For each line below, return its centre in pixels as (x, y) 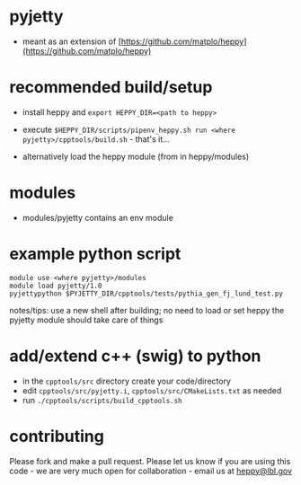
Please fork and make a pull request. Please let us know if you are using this (150, 461)
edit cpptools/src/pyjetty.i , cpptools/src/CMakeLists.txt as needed (152, 390)
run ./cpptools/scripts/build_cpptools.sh (102, 400)
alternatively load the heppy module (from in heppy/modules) (136, 156)
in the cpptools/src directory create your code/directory (127, 381)
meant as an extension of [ (71, 41)
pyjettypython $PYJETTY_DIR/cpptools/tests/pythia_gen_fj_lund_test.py (146, 294)
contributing (57, 436)
